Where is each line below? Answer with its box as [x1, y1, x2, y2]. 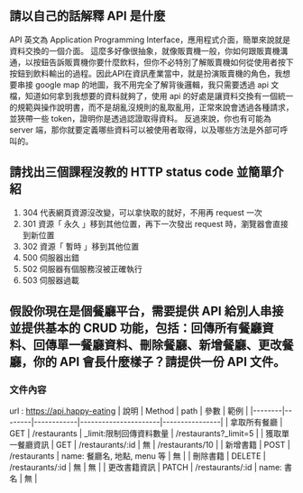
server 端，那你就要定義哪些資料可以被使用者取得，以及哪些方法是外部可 [9, 124, 281, 135]
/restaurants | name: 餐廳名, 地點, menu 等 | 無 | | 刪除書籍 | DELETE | [9, 451, 266, 461]
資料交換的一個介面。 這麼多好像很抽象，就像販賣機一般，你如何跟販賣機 [9, 45, 280, 56]
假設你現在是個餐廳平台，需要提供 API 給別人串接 [9, 304, 284, 319]
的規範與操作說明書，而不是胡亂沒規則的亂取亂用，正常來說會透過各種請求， [9, 102, 294, 113]
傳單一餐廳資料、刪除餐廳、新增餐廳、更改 [44, 337, 282, 353]
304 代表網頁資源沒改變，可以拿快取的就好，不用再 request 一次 [22, 206, 263, 218]
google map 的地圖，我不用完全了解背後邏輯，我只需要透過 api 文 [34, 79, 280, 90]
